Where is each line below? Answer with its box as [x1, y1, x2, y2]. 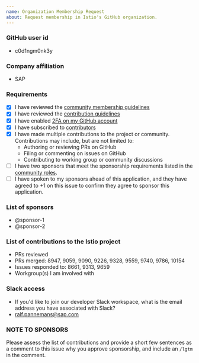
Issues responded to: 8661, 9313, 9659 [14, 264, 110, 271]
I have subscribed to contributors [14, 124, 96, 131]
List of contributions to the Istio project [6, 237, 121, 246]
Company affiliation [6, 62, 65, 70]
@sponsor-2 [14, 223, 46, 230]
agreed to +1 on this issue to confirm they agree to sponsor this [14, 182, 170, 189]
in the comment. [6, 352, 46, 359]
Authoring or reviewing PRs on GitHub [23, 143, 117, 150]
